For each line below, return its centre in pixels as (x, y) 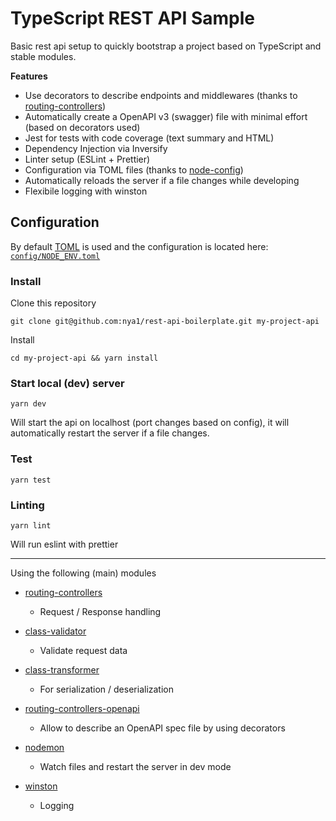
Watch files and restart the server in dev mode (135, 766)
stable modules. (43, 56)
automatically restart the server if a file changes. (110, 433)
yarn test (31, 480)
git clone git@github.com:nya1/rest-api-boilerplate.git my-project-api (165, 322)
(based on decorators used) (82, 127)
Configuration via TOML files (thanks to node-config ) (134, 169)
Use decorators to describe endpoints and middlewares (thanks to (161, 95)
